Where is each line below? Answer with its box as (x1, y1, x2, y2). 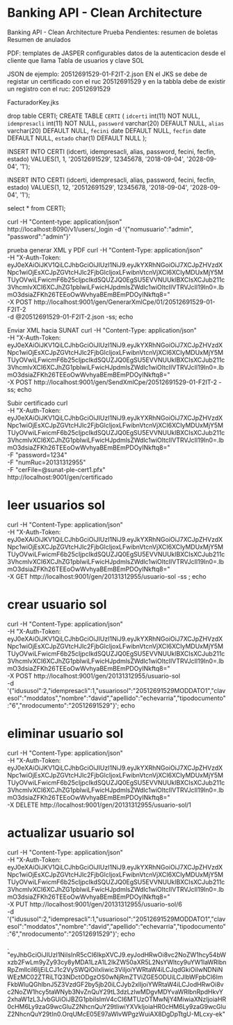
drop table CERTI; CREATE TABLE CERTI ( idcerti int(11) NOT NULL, (7, 112, 200, 120)
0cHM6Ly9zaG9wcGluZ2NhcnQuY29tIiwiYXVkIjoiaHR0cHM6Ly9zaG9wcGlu (7, 1002, 226, 1010)
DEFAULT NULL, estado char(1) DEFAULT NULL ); (7, 134, 147, 142)
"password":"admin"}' (7, 232, 71, 241)
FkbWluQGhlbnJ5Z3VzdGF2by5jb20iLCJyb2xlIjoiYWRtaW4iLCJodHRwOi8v (7, 980, 224, 988)
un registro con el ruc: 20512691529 (7, 84, 111, 93)
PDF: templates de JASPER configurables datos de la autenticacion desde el (7, 49, 226, 57)
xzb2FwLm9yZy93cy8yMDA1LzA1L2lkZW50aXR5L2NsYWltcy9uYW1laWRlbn (7, 957, 227, 966)
